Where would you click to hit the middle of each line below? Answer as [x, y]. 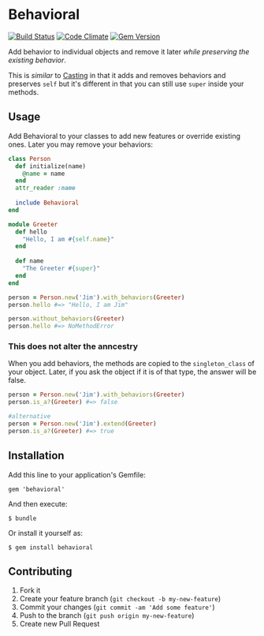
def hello [31, 232]
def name [30, 261]
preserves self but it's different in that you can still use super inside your [126, 84]
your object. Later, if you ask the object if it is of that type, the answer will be [132, 372]
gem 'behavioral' [37, 489]
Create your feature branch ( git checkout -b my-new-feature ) [120, 599]
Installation [36, 456]
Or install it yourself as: [45, 533]
